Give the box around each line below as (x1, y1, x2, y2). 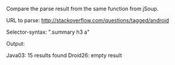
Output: (6, 40, 25, 47)
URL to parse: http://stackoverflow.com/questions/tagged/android (6, 17, 170, 23)
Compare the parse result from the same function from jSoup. (6, 5, 159, 12)
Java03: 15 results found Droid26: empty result (6, 52, 122, 59)
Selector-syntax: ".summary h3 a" (6, 28, 90, 36)
